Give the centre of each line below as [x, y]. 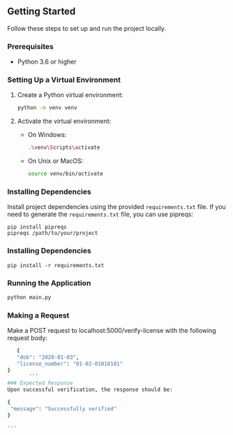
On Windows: [47, 135]
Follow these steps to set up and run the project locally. [87, 28]
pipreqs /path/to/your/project [53, 234]
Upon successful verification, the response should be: [90, 390]
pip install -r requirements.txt [56, 265]
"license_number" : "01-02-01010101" [70, 364]
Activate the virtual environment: [64, 121]
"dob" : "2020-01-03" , [48, 357]
